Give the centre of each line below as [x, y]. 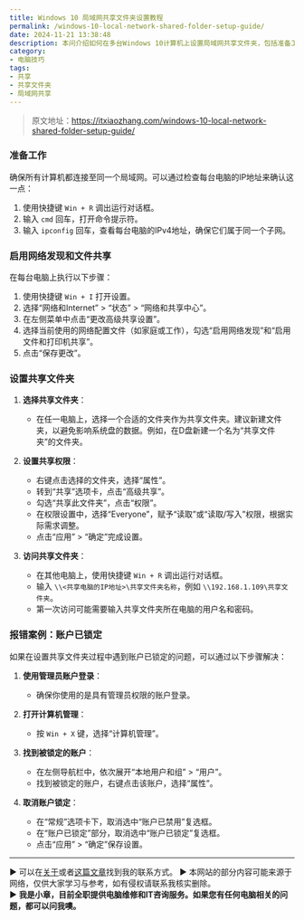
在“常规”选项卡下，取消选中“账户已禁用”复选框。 [126, 821]
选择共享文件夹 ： [54, 400]
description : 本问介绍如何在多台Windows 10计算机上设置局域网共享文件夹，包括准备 [150, 43]
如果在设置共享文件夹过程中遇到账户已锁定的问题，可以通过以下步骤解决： [148, 656]
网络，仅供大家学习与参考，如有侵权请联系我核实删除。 [112, 883]
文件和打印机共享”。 [60, 342]
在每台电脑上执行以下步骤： [61, 278]
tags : [19, 69]
